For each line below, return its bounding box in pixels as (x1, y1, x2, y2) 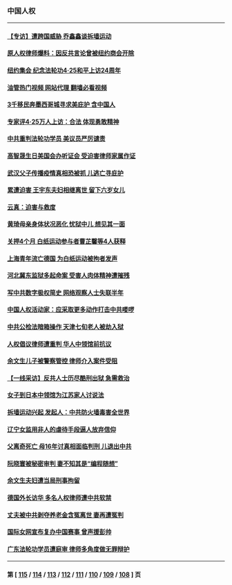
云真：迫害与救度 (7, 202, 56, 211)
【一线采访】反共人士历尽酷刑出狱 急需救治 (7, 374, 130, 382)
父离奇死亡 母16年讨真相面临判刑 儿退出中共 (7, 442, 132, 450)
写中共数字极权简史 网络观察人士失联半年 (7, 288, 124, 296)
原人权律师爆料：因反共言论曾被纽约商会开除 (7, 49, 135, 57)
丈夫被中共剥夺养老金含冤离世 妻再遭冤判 (7, 510, 124, 519)
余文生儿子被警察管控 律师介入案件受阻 (7, 357, 118, 365)
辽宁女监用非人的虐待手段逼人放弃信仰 (7, 425, 116, 433)
